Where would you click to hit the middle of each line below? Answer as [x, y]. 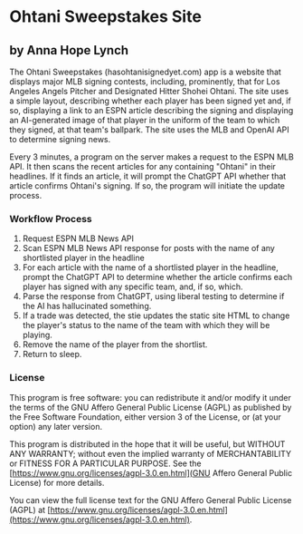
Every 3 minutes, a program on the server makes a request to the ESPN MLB [151, 157]
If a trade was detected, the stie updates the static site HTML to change [156, 316]
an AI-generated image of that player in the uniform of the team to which [145, 120]
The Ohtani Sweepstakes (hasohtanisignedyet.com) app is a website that [146, 72]
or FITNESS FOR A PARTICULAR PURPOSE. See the [105, 463]
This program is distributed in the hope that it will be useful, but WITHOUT [147, 444]
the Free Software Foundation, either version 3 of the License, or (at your [146, 417]
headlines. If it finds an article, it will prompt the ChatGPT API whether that [148, 176]
